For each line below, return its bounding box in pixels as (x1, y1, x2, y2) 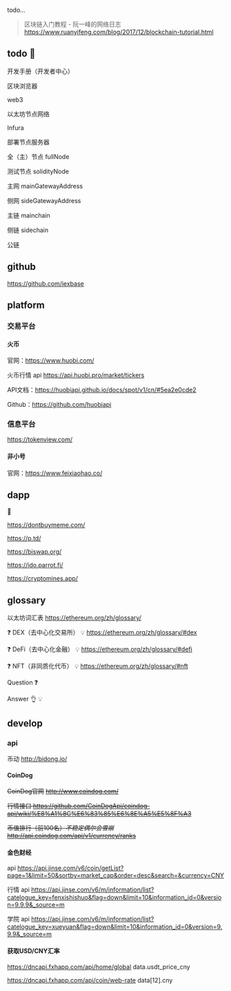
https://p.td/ (7, 535, 41, 543)
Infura (7, 124, 24, 132)
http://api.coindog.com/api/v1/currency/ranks (7, 831, 137, 840)
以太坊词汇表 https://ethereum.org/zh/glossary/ (7, 614, 142, 622)
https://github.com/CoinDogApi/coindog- (32, 802, 150, 810)
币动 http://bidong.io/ (7, 754, 68, 762)
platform (7, 300, 45, 311)
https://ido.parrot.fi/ (7, 561, 63, 569)
